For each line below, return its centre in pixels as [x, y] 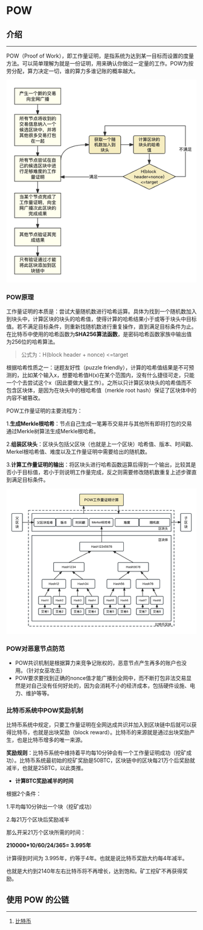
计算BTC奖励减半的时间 [44, 781]
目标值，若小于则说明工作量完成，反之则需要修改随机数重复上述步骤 [107, 472]
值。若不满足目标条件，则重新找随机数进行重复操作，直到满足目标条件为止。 [101, 326]
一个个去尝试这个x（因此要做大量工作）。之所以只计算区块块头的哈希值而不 [99, 382]
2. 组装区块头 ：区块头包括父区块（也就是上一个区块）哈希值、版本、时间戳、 [101, 444]
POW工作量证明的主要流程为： [44, 411]
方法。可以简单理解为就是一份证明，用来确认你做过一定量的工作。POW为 [97, 63]
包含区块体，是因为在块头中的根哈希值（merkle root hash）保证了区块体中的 [101, 390]
